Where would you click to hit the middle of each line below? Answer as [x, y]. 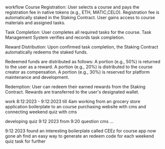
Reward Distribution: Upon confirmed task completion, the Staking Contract [82, 47]
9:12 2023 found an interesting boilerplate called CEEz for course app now [81, 131]
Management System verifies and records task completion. [65, 37]
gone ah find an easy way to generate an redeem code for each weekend [80, 136]
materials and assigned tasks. [35, 23]
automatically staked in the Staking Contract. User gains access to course [80, 17]
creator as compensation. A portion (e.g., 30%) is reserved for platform [78, 72]
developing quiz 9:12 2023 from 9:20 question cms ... [59, 121]
